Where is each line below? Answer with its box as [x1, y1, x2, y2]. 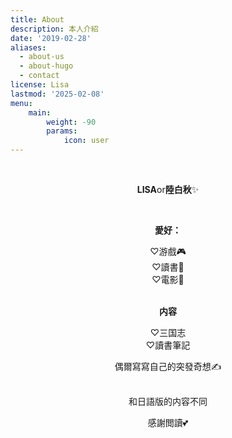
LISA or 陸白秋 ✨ [136, 184, 200, 195]
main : [28, 107, 52, 118]
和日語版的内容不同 [128, 396, 208, 407]
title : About [10, 14, 65, 25]
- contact [19, 71, 60, 81]
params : [46, 126, 78, 136]
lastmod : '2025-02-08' [10, 89, 105, 99]
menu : [10, 98, 33, 108]
